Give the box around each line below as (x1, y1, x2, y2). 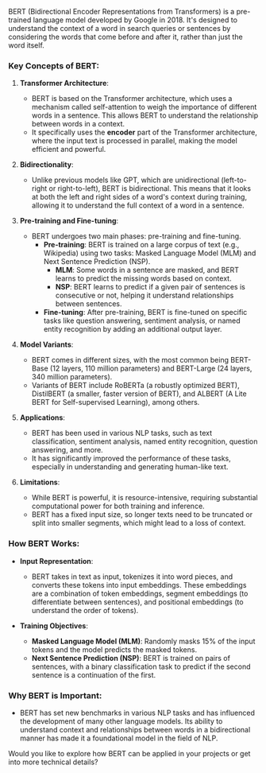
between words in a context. (31, 119, 125, 129)
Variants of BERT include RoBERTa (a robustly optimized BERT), (31, 381, 240, 390)
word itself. (8, 41, 45, 50)
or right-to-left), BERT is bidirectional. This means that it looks (48, 184, 252, 193)
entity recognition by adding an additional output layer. (43, 324, 222, 334)
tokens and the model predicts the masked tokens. (31, 644, 197, 655)
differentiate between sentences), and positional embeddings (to (31, 596, 244, 607)
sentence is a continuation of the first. (31, 670, 156, 679)
